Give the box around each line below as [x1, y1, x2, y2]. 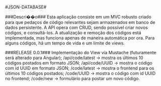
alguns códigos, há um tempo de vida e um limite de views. [5, 40, 125, 46]
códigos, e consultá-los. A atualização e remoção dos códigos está [5, 30, 141, 36]
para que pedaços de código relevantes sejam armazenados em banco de [5, 20, 156, 25]
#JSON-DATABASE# [5, 4, 47, 10]
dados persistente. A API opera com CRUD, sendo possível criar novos [5, 24, 148, 30]
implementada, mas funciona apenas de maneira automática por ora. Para [5, 35, 155, 41]
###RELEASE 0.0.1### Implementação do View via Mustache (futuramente [5, 50, 157, 55]
